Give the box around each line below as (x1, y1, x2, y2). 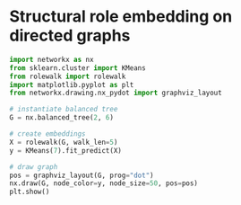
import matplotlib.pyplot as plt (9, 80, 134, 89)
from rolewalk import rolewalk (9, 72, 126, 81)
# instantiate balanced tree (9, 105, 118, 114)
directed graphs (9, 25, 131, 46)
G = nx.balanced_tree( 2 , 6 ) (9, 113, 115, 122)
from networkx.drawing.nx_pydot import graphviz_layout (9, 88, 222, 98)
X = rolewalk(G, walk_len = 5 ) (9, 138, 118, 147)
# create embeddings (9, 129, 87, 138)
